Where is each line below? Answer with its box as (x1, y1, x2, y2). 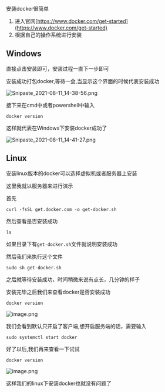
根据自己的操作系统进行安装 (14, 31, 82, 38)
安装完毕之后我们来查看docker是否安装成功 (6, 288, 110, 295)
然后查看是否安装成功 (6, 218, 58, 225)
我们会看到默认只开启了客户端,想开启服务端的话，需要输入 (6, 322, 147, 330)
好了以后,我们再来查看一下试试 (6, 345, 80, 353)
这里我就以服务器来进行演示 (6, 182, 73, 189)
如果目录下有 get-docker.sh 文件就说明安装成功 (6, 241, 118, 248)
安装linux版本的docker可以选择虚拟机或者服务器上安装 (6, 170, 137, 177)
